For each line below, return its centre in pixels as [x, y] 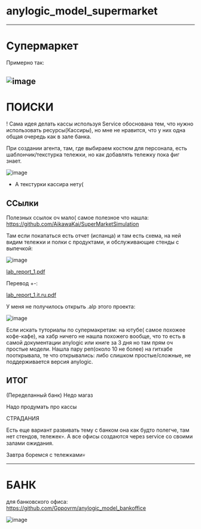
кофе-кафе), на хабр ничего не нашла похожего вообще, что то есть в [96, 336]
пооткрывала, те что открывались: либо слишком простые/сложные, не [99, 355]
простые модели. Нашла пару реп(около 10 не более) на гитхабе [89, 349]
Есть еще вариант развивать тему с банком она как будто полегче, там [98, 430]
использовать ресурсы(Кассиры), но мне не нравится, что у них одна [96, 130]
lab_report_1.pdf [26, 272]
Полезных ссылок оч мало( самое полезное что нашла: [77, 218]
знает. [14, 161]
